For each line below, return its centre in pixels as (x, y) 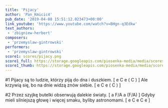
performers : (17, 47)
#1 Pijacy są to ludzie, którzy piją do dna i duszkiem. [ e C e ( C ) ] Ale (76, 80)
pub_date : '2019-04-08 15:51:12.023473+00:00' (54, 19)
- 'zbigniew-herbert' (30, 33)
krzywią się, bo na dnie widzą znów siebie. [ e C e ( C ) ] (63, 85)
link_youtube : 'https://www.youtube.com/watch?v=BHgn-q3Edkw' (71, 24)
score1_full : (19, 61)
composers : (16, 38)
